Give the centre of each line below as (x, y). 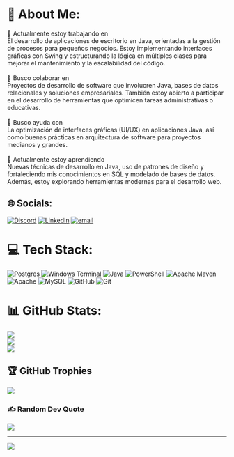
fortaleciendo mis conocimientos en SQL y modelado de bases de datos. (111, 174)
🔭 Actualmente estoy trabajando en (58, 33)
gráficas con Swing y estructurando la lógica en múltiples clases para (107, 56)
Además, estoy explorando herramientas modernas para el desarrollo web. (115, 181)
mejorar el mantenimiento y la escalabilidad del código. (86, 63)
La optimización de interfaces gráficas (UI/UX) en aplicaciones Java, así (111, 130)
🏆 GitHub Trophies (50, 371)
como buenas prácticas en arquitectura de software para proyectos (104, 137)
